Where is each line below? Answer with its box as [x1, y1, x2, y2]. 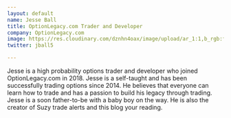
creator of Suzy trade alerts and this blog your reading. [7, 104, 163, 111]
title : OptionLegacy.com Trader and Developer [7, 23, 143, 29]
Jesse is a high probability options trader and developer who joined [7, 67, 198, 75]
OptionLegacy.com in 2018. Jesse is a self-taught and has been [7, 74, 188, 82]
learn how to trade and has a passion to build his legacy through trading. [7, 88, 212, 97]
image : [7, 36, 26, 43]
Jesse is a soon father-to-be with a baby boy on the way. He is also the [7, 96, 209, 104]
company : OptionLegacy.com [7, 29, 85, 36]
